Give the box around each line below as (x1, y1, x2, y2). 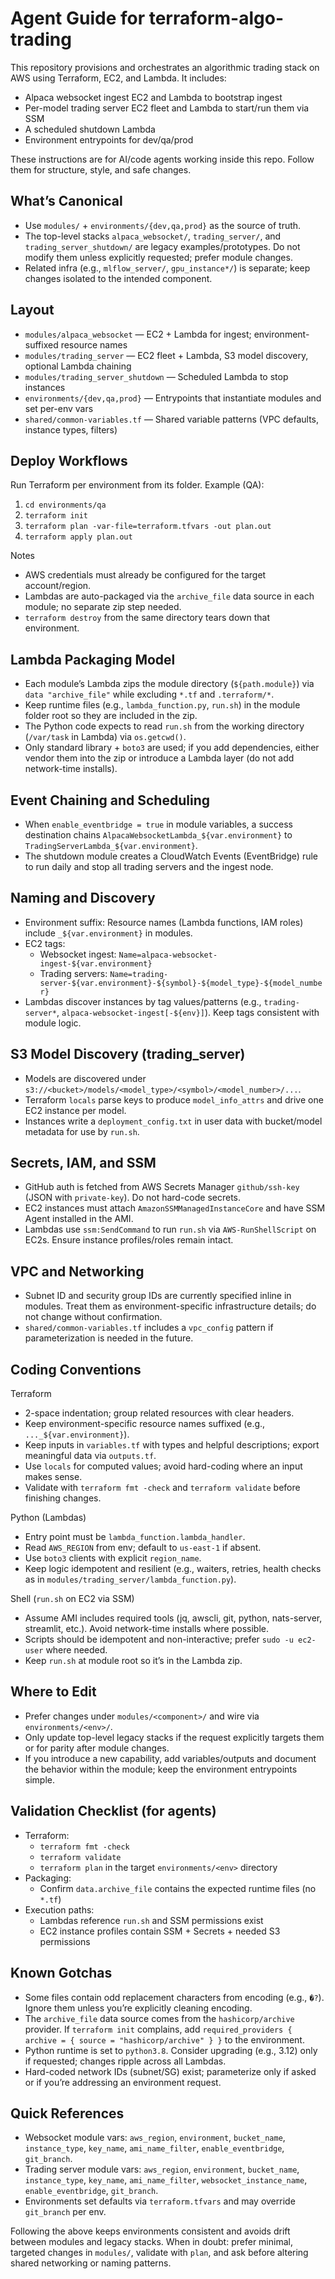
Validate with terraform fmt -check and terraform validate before (24, 1482, 301, 1494)
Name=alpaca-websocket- (118, 950, 218, 960)
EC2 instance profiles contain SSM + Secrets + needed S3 (39, 1925, 281, 1937)
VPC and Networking (10, 1263, 145, 1280)
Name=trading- (109, 969, 169, 979)
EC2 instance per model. (24, 1104, 127, 1116)
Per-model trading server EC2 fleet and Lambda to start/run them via (24, 102, 310, 114)
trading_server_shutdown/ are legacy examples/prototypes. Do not (24, 240, 301, 252)
